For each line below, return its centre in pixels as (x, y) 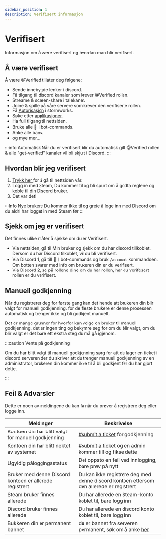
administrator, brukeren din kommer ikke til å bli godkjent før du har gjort (79, 363)
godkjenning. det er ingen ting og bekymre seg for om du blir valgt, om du (80, 328)
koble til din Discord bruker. (40, 191)
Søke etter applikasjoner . (38, 116)
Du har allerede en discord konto (116, 509)
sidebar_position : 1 (26, 10)
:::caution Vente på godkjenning (38, 343)
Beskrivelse (119, 423)
